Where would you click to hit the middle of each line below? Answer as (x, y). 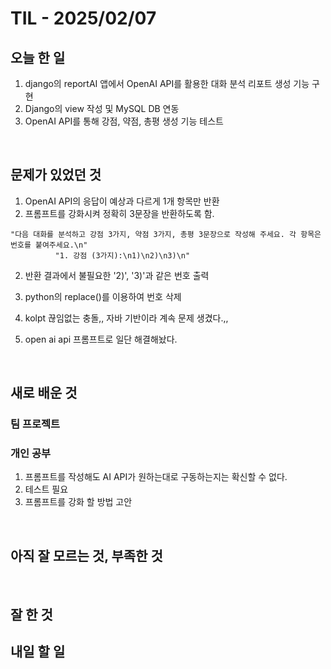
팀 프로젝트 (35, 424)
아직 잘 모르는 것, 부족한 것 (86, 555)
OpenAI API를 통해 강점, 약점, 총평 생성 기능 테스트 (124, 121)
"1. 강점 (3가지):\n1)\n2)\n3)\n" (122, 255)
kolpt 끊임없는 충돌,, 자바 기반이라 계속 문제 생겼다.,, (126, 318)
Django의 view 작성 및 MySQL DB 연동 (102, 108)
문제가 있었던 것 (56, 175)
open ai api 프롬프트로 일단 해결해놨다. (101, 339)
